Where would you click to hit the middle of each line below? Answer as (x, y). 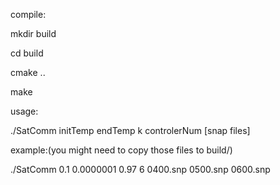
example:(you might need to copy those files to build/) (121, 150)
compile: (28, 14)
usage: (24, 111)
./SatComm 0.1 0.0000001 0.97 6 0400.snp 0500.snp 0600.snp (140, 169)
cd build (27, 53)
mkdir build (33, 33)
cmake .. (28, 72)
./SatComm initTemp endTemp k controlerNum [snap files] (130, 130)
